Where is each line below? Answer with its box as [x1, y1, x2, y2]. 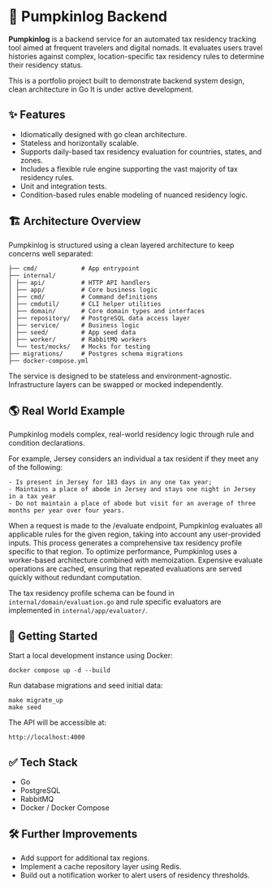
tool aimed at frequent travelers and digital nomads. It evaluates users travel [8, 42, 263, 52]
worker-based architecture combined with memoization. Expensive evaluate [8, 555, 263, 565]
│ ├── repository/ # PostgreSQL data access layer [8, 314, 191, 322]
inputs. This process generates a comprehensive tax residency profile [8, 538, 242, 548]
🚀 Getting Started [8, 629, 98, 643]
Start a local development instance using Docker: [8, 651, 173, 661]
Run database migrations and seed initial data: [8, 681, 163, 691]
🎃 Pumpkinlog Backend [8, 7, 168, 26]
